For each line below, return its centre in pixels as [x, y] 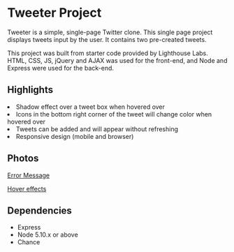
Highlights [30, 90]
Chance [29, 242]
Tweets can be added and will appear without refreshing [97, 129]
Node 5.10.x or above [47, 235]
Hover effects [27, 188]
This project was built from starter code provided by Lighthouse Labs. [108, 53]
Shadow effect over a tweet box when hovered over [91, 107]
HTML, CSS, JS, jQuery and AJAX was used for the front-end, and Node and [117, 60]
